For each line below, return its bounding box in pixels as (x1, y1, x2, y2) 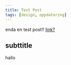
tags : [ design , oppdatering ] (5, 12, 67, 17)
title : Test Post (5, 7, 42, 13)
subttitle (5, 41, 32, 50)
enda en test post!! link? (5, 26, 55, 32)
